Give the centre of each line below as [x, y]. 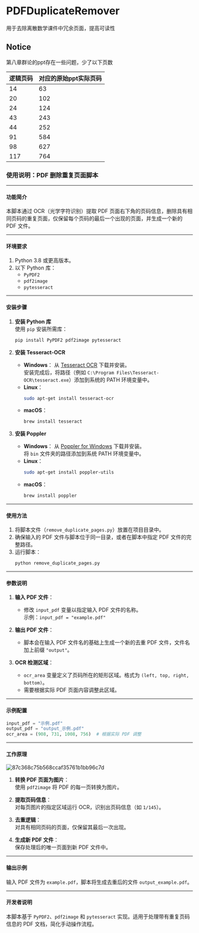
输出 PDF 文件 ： [34, 630]
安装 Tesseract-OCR [40, 352]
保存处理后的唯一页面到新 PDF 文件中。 [63, 848]
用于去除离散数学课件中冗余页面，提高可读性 [61, 28]
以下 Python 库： [35, 268]
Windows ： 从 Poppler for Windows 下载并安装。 [84, 446]
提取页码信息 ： [33, 800]
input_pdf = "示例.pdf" [35, 723]
